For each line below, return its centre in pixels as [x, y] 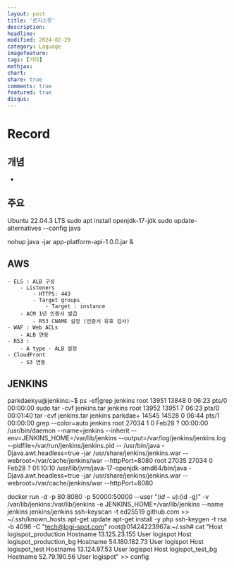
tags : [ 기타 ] [25, 60]
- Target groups [56, 300]
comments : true [30, 86]
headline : [22, 34]
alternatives [24, 228]
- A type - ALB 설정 [49, 349]
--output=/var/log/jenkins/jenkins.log [172, 438]
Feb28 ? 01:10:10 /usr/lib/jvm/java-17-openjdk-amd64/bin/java [97, 468]
